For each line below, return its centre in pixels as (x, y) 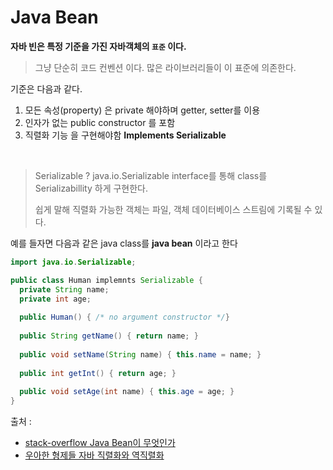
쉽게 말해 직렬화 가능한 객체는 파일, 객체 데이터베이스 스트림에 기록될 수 (173, 209)
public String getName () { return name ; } (109, 336)
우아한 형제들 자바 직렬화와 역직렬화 (94, 455)
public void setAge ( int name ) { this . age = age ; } (127, 392)
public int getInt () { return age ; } (98, 373)
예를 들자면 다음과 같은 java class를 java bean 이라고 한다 (124, 243)
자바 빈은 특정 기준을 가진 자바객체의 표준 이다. (98, 46)
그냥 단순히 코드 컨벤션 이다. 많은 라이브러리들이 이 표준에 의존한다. (165, 67)
